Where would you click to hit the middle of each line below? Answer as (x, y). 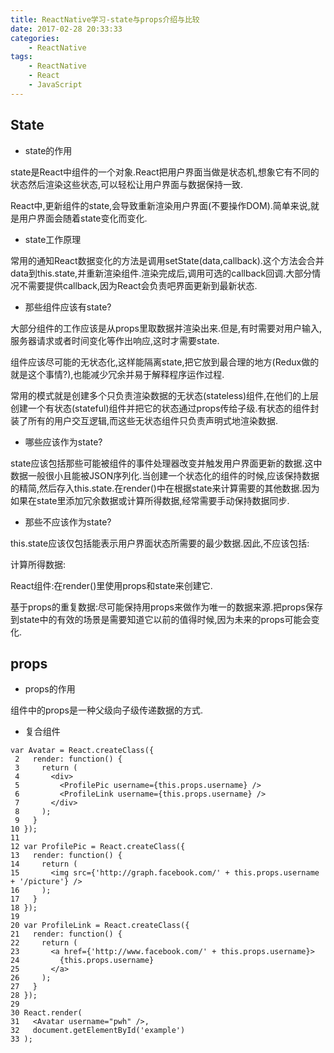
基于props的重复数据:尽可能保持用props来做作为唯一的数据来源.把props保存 (166, 607)
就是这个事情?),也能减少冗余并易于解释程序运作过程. (117, 374)
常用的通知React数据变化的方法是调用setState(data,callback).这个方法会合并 (167, 260)
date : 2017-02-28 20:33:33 (66, 29)
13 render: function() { (66, 856)
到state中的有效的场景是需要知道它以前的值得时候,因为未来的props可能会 (161, 619)
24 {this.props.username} (82, 961)
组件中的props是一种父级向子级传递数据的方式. (106, 710)
